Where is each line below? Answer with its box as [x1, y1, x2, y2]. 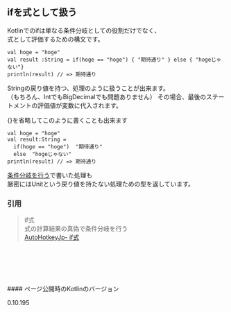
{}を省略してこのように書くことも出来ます [7, 116, 128, 124]
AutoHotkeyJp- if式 [24, 233, 80, 241]
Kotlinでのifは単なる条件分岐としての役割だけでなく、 [7, 26, 161, 35]
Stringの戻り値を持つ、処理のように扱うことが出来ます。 [7, 84, 170, 92]
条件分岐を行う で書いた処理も [7, 171, 92, 179]
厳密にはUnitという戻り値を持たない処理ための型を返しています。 [7, 180, 194, 188]
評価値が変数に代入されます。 [37, 101, 123, 110]
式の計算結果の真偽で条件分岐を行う [24, 225, 128, 233]
